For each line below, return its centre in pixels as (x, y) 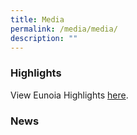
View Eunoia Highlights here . (69, 95)
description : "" (44, 38)
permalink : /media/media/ (64, 29)
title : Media (37, 19)
